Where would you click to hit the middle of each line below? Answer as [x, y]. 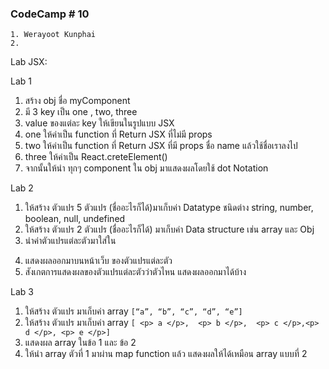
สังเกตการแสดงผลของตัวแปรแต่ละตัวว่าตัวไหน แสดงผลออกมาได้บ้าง [135, 272]
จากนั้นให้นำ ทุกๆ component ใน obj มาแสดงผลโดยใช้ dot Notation [146, 168]
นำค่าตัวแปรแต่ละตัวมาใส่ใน [70, 241]
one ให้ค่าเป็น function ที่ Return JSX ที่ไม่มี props [118, 134]
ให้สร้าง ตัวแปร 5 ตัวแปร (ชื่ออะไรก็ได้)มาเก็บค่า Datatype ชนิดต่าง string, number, [169, 208]
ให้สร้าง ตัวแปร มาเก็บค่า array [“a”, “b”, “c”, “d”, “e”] [133, 311]
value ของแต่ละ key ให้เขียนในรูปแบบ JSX [99, 123]
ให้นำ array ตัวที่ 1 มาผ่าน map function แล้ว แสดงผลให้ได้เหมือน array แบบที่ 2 [166, 354]
